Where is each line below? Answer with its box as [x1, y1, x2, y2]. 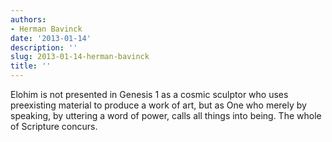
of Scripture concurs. [10, 121, 98, 132]
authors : [10, 14, 47, 25]
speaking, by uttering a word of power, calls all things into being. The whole [10, 110, 322, 121]
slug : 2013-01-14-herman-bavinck [10, 52, 150, 62]
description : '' [10, 42, 78, 53]
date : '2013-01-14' [10, 33, 92, 43]
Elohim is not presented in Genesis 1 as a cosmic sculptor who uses [10, 89, 289, 100]
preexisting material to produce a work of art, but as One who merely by [10, 99, 307, 111]
